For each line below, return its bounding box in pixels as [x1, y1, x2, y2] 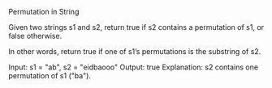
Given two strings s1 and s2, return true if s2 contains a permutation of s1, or [8, 23, 265, 31]
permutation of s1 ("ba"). [8, 71, 92, 80]
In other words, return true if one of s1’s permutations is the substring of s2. [8, 47, 261, 56]
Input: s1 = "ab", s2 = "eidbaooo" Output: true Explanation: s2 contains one [8, 62, 258, 72]
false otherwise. [8, 31, 63, 40]
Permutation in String [8, 7, 80, 16]
